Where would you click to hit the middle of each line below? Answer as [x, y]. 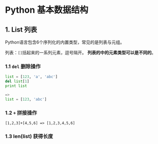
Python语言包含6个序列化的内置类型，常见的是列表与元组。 [65, 42]
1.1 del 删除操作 [23, 66]
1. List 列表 [21, 30]
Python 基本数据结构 [47, 10]
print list [16, 86]
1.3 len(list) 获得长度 [29, 136]
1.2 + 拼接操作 [21, 113]
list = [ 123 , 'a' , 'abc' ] [31, 77]
